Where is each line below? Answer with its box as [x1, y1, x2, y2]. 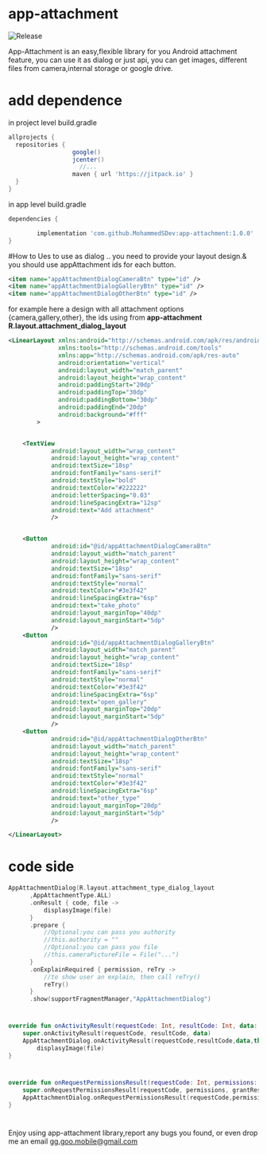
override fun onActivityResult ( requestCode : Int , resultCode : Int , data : [8, 1022, 258, 1030]
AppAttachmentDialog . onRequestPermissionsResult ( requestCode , [22, 1093, 233, 1101]
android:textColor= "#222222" [50, 484, 148, 492]
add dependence [8, 92, 123, 110]
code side [8, 858, 75, 876]
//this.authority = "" [43, 936, 119, 944]
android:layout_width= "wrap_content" [50, 447, 176, 455]
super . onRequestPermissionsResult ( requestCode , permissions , [22, 1085, 229, 1094]
